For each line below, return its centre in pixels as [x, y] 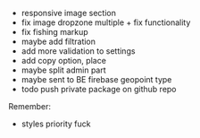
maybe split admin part [63, 70]
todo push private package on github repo [99, 89]
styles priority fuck [56, 124]
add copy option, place [63, 60]
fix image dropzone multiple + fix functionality [106, 22]
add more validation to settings [78, 51]
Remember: [29, 106]
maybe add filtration [58, 41]
